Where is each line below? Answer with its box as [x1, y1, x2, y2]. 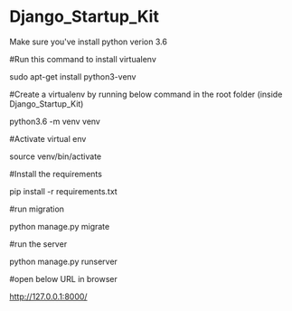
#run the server [9, 238, 68, 250]
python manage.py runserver [9, 256, 118, 267]
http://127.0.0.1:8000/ [9, 291, 88, 302]
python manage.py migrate [9, 221, 110, 231]
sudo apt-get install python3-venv [9, 71, 137, 82]
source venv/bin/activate [9, 151, 102, 162]
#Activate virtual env [9, 133, 87, 144]
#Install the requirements [9, 168, 102, 179]
